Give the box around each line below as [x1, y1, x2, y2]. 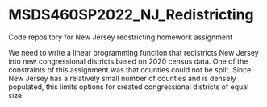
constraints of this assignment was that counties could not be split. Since [8, 64, 252, 74]
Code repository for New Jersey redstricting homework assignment [8, 32, 233, 42]
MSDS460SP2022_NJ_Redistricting [8, 6, 254, 24]
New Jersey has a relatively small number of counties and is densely [8, 73, 236, 83]
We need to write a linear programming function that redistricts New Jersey [8, 47, 260, 57]
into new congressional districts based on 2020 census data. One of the [8, 56, 248, 66]
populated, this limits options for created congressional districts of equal [8, 82, 249, 92]
